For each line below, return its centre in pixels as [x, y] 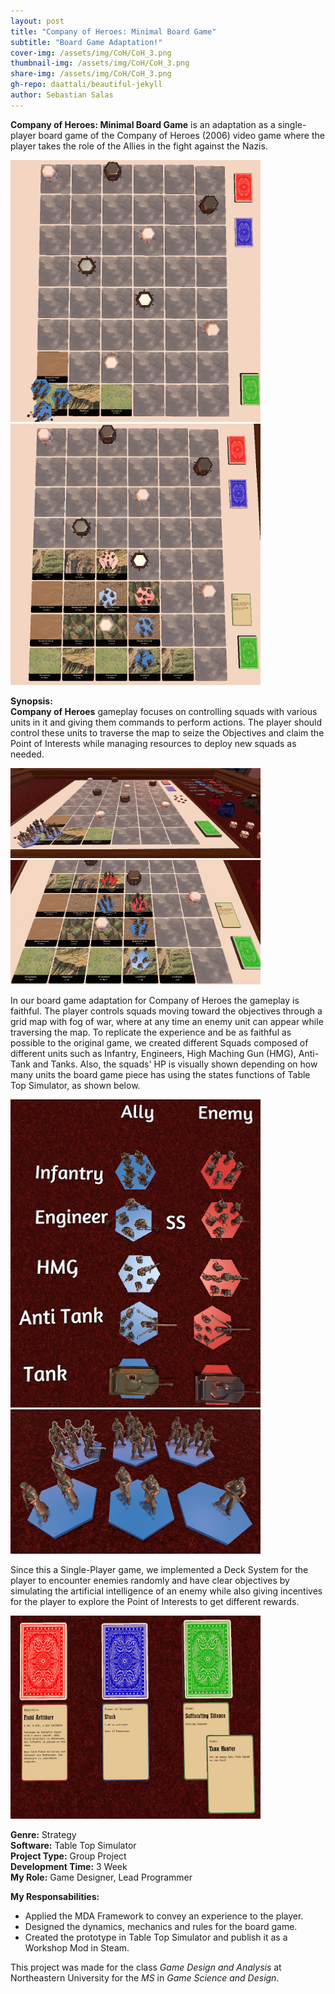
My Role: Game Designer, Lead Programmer [101, 1877]
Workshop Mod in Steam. [77, 1948]
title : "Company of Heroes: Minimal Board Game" [113, 31]
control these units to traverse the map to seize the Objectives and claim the [167, 732]
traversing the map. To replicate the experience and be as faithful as [151, 1032]
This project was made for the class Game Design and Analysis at [146, 1967]
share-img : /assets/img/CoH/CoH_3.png [91, 74]
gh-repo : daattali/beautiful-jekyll [86, 85]
